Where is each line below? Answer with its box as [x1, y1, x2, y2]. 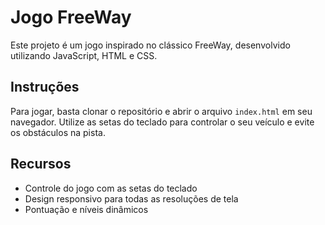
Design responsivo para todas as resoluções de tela [24, 192, 239, 205]
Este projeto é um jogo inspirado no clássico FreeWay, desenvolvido [10, 39, 291, 51]
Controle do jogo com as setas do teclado [24, 182, 198, 194]
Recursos [10, 156, 72, 173]
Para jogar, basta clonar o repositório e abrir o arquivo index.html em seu [10, 105, 313, 117]
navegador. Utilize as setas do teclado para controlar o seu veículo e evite [10, 116, 315, 128]
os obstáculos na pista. [10, 126, 106, 138]
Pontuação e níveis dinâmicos [24, 203, 149, 215]
